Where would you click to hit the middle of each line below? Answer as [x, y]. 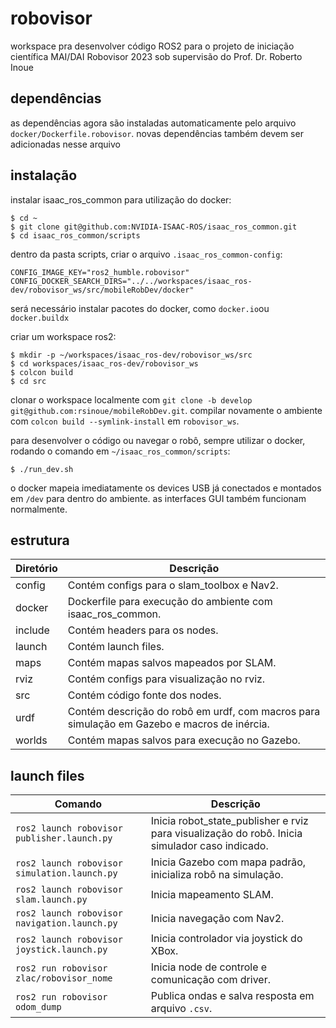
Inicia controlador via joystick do [226, 939]
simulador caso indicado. [209, 846]
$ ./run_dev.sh [42, 469]
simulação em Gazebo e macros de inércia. [168, 724]
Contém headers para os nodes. [143, 630]
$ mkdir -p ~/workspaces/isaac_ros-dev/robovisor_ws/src [131, 355]
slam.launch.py [51, 900]
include [32, 630]
